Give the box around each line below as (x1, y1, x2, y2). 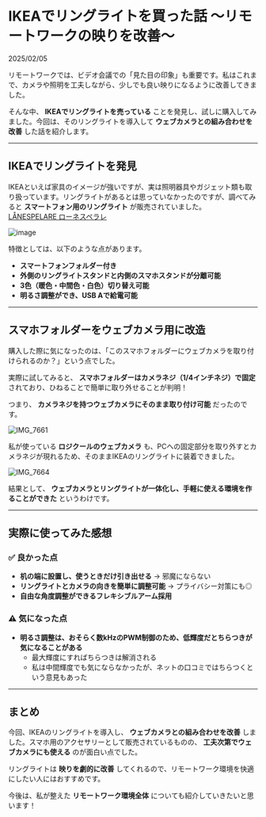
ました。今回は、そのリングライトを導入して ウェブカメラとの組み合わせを (8, 116, 253, 126)
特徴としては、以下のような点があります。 (8, 243, 146, 254)
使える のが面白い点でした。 (49, 747, 142, 757)
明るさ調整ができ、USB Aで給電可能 (19, 290, 139, 300)
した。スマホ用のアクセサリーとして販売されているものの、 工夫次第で (8, 738, 238, 747)
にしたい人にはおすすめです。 (8, 774, 105, 784)
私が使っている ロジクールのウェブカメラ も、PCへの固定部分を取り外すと (8, 441, 250, 451)
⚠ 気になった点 (8, 613, 67, 624)
